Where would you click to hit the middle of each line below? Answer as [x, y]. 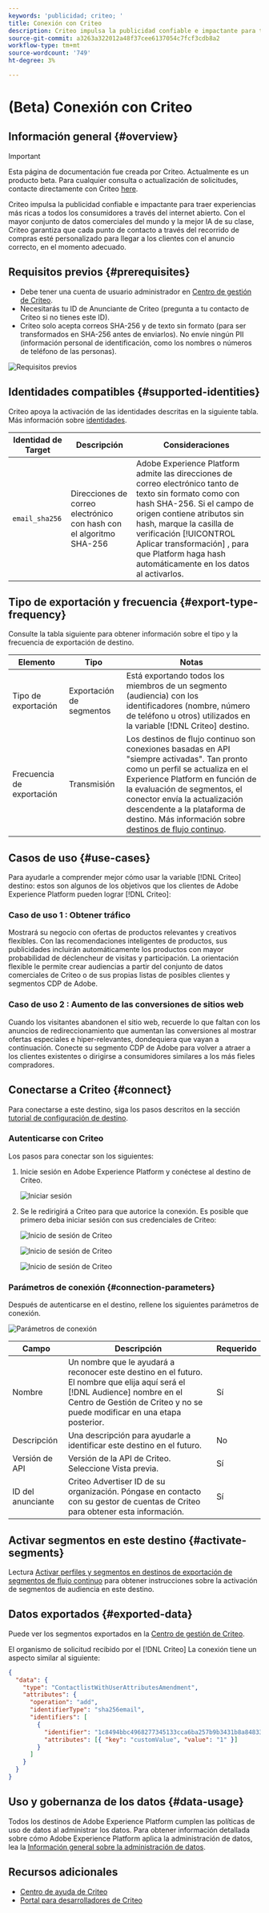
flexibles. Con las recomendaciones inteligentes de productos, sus [118, 941]
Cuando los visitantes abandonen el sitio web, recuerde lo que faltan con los [134, 1022]
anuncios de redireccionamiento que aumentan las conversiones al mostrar [132, 1030]
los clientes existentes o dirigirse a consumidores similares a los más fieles [132, 1056]
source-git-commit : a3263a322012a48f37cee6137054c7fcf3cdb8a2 [114, 38]
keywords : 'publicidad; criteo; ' [66, 16]
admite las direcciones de [184, 473]
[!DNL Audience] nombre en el [125, 1392]
